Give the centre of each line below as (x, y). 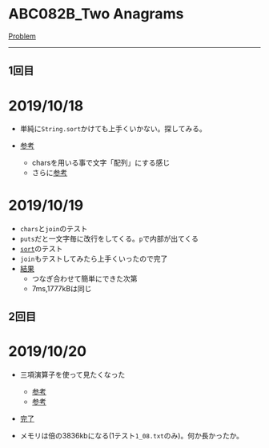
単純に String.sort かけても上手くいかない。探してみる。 (113, 129)
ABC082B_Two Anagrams (96, 14)
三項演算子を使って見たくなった (72, 374)
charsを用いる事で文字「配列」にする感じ (101, 163)
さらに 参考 (50, 173)
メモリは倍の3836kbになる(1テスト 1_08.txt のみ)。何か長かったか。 (132, 435)
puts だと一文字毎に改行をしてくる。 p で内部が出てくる (109, 239)
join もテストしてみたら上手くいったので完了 (94, 259)
